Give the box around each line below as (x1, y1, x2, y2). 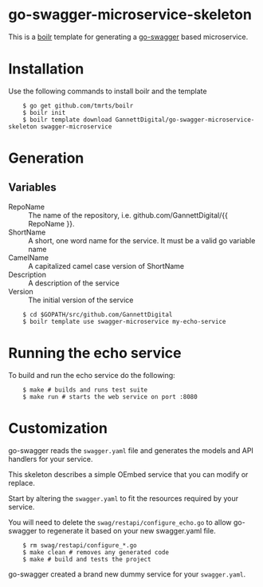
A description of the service (28, 278, 120, 288)
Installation (8, 60, 84, 78)
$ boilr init (22, 108, 66, 116)
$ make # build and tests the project (22, 555, 151, 563)
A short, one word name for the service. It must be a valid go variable (28, 235, 256, 245)
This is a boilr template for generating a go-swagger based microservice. (8, 32, 249, 41)
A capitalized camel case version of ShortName (28, 261, 185, 270)
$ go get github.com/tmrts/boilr (22, 101, 134, 109)
